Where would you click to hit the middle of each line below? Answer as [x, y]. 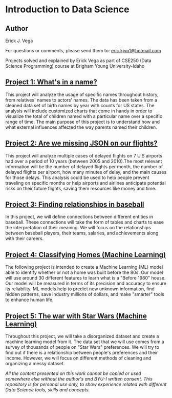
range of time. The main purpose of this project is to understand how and [83, 122]
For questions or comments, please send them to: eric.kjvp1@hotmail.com [83, 51]
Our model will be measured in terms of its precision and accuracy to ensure [86, 284]
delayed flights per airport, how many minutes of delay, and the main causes [86, 172]
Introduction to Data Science [67, 9]
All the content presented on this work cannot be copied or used [73, 373]
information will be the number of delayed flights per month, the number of [84, 166]
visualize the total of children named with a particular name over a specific [84, 116]
